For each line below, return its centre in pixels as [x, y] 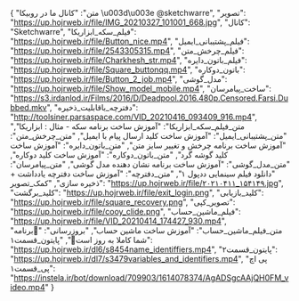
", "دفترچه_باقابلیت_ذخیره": [93, 107]
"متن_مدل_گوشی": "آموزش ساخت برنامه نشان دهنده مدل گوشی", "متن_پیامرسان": [150, 164]
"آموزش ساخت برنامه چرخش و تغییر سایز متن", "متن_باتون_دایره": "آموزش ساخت [148, 145]
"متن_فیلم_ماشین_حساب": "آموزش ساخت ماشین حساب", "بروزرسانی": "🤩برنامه [146, 230]
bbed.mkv [28, 107]
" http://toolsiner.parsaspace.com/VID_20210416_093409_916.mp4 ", [133, 117]
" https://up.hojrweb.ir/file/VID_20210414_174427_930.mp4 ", [118, 221]
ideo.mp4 [28, 287]
